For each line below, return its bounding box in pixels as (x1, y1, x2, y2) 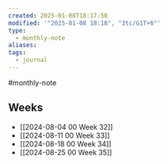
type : (8, 26, 26, 34)
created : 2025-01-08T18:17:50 (8, 11, 109, 20)
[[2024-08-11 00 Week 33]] (19, 131, 110, 140)
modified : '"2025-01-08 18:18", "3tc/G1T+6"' (8, 19, 161, 27)
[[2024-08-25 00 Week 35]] (19, 147, 113, 157)
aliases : (8, 41, 37, 49)
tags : (8, 49, 26, 57)
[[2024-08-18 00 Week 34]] (19, 139, 112, 148)
